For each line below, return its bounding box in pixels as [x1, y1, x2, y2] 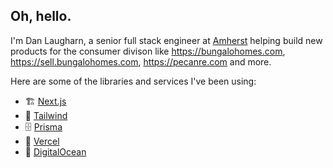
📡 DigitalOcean [24, 145, 87, 158]
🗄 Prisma [24, 120, 63, 133]
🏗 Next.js [24, 95, 67, 107]
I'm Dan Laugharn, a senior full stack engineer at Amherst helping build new [10, 34, 323, 46]
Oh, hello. [10, 8, 72, 25]
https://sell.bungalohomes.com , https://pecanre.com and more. [10, 55, 272, 68]
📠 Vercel [24, 135, 60, 147]
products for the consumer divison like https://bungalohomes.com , [10, 45, 286, 57]
